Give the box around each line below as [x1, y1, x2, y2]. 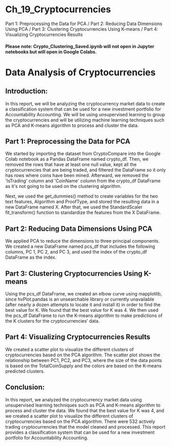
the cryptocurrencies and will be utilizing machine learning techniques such [5, 117, 165, 123]
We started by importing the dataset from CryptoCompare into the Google [5, 151, 161, 157]
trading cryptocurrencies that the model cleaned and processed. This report [5, 423, 166, 430]
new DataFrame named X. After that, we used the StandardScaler [5, 204, 143, 210]
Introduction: [5, 87, 48, 96]
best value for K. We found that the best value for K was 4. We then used [5, 307, 159, 313]
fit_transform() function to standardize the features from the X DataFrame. [5, 209, 161, 216]
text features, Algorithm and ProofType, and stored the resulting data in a [5, 199, 159, 205]
